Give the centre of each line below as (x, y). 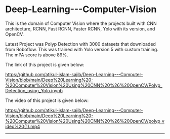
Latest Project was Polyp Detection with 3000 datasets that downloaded (80, 44)
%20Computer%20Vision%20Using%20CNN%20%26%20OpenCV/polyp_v (85, 121)
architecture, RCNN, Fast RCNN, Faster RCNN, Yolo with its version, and (80, 28)
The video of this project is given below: (47, 100)
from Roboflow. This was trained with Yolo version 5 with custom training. (82, 49)
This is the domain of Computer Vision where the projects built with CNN (81, 23)
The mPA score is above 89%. (37, 55)
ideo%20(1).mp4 (23, 126)
